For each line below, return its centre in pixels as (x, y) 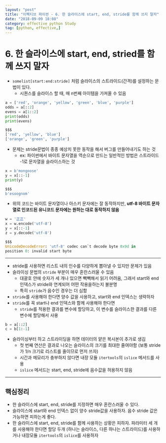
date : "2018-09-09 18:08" (32, 19)
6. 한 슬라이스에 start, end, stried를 (75, 54)
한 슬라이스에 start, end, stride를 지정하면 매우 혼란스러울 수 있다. (76, 404)
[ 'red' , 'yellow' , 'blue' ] (33, 135)
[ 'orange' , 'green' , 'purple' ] (37, 139)
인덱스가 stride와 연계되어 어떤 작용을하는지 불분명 (68, 284)
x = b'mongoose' (22, 171)
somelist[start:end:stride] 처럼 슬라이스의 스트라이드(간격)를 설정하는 (83, 81)
